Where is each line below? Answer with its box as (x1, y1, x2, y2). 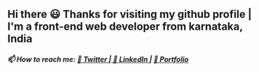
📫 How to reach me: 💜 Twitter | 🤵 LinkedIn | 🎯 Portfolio (7, 54, 189, 63)
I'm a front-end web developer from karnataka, (7, 20, 243, 34)
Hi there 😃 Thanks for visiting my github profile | (7, 8, 252, 21)
